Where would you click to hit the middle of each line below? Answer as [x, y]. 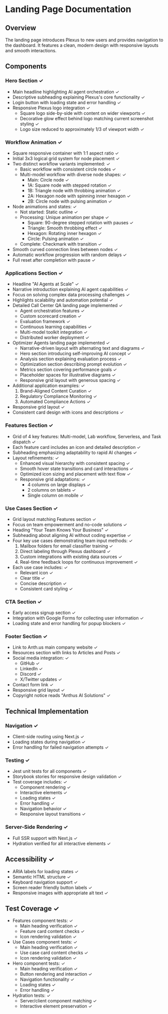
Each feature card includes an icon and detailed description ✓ [76, 447]
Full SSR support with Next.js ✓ [45, 838]
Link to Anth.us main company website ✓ [55, 647]
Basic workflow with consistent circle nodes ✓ [68, 169]
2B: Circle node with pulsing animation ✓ [70, 201]
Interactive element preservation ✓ [56, 1006]
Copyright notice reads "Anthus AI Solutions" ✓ [61, 695]
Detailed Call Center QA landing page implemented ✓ [67, 305]
